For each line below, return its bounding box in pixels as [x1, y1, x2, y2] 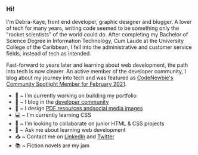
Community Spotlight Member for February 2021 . [6, 80, 127, 88]
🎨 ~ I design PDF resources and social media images [14, 105, 143, 112]
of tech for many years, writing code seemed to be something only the [6, 24, 180, 32]
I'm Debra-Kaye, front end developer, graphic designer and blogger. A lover [6, 18, 192, 26]
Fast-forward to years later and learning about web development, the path [6, 61, 188, 69]
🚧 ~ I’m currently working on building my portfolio [14, 92, 137, 100]
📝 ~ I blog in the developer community [14, 98, 109, 106]
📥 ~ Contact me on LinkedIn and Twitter [14, 133, 115, 140]
